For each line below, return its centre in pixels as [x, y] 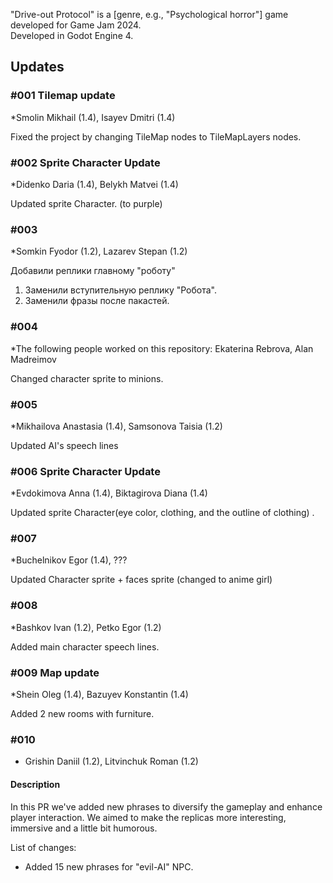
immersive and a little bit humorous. [84, 828]
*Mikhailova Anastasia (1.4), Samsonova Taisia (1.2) [116, 426]
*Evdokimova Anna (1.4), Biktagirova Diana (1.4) [109, 493]
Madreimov [33, 359]
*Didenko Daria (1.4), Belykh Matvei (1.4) [94, 184]
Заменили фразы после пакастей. [97, 301]
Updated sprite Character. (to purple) [86, 203]
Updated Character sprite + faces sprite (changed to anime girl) [141, 580]
